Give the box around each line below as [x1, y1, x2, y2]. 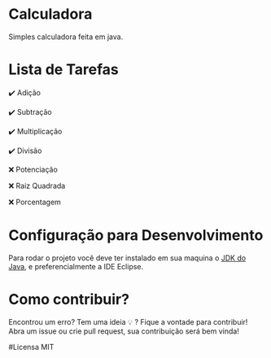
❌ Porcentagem [8, 197, 61, 207]
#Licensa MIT [8, 342, 55, 351]
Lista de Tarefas [8, 60, 120, 79]
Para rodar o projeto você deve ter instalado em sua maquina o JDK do [8, 253, 247, 263]
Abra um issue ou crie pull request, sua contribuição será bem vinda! [8, 326, 240, 336]
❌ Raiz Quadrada [8, 181, 66, 190]
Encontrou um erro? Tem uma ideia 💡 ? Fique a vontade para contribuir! [8, 317, 248, 326]
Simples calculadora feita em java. [8, 32, 124, 41]
